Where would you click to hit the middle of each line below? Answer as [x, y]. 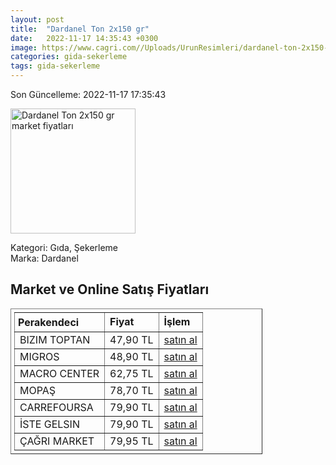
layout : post [37, 19]
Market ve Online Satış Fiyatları [110, 289]
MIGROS [39, 356]
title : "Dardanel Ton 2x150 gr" [80, 29]
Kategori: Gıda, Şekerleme [64, 247]
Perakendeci [49, 322]
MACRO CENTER [59, 373]
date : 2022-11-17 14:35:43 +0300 [84, 38]
